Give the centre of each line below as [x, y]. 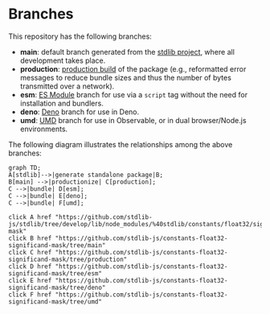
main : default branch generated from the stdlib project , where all [127, 52]
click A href [30, 217]
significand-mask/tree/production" [68, 259]
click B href [30, 238]
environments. [44, 129]
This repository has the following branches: [80, 36]
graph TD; [25, 167]
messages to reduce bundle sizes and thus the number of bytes [125, 77]
